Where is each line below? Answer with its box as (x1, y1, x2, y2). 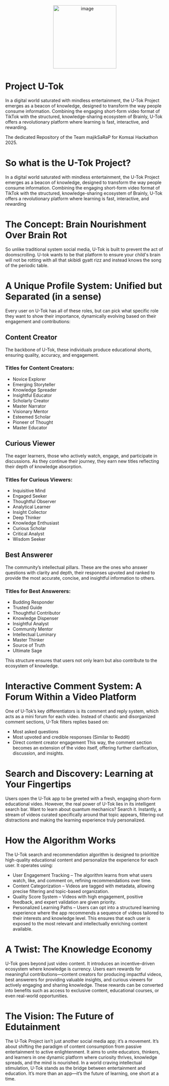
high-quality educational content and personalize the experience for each (5, 856, 158, 863)
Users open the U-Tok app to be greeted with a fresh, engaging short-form (5, 795, 161, 801)
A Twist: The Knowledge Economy (5, 944, 152, 955)
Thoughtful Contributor (12, 610, 61, 616)
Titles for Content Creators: (5, 364, 75, 371)
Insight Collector (12, 509, 47, 515)
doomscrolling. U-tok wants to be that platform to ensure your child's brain (5, 251, 160, 257)
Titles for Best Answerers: (5, 587, 71, 594)
